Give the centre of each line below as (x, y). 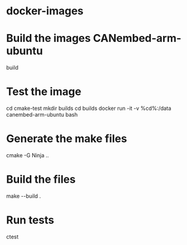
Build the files (41, 180)
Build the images (48, 39)
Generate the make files (67, 139)
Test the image (44, 92)
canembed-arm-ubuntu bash (42, 115)
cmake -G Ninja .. (27, 155)
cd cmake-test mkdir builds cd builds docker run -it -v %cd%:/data (89, 108)
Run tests (30, 220)
